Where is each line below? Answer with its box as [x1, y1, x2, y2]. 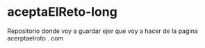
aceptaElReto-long [7, 4, 118, 20]
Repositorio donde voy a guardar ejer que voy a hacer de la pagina [7, 27, 198, 35]
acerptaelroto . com [7, 34, 64, 42]
